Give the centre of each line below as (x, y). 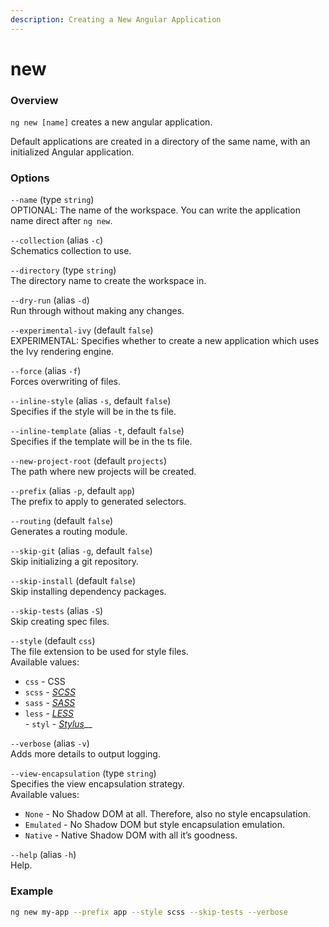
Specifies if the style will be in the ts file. (93, 412)
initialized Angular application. (72, 152)
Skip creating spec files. (60, 622)
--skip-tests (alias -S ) (57, 611)
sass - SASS (50, 703)
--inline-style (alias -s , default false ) (91, 401)
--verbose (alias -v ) (50, 743)
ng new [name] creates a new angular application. (111, 122)
